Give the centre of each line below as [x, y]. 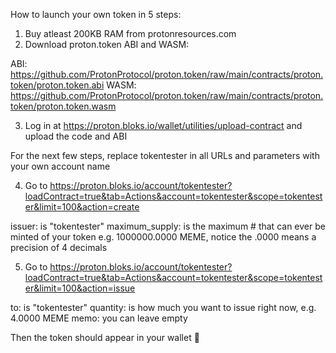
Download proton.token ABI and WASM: [107, 44]
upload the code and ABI [76, 136]
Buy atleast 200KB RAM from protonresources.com [130, 33]
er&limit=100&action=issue [80, 288]
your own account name [60, 166]
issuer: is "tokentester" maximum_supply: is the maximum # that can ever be [168, 226]
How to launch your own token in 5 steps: [96, 14]
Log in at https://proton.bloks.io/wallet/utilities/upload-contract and [163, 125]
